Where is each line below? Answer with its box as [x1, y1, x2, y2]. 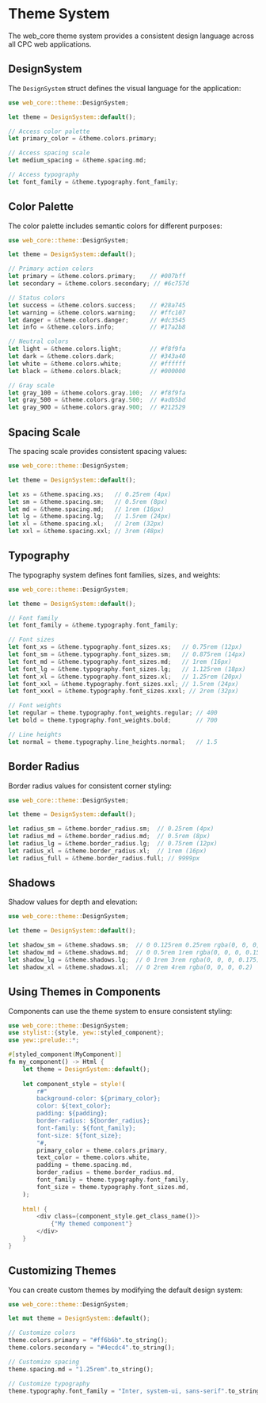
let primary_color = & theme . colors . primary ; [8, 135, 158, 143]
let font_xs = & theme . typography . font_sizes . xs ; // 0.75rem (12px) [8, 643, 243, 651]
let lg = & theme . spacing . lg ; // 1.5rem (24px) [8, 513, 172, 520]
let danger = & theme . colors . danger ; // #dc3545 [8, 316, 186, 324]
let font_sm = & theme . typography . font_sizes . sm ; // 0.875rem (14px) [8, 650, 246, 658]
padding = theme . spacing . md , [36, 1161, 133, 1169]
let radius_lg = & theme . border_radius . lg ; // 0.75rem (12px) [8, 840, 218, 848]
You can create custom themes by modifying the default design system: [8, 1285, 243, 1294]
